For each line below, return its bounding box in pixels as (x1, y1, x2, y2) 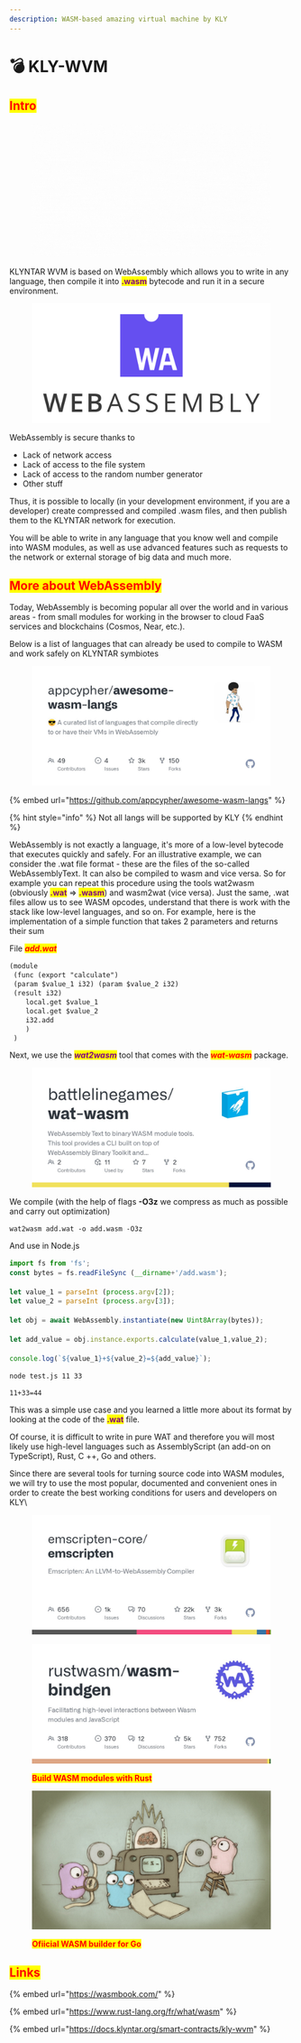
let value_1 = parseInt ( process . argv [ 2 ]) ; (9, 1287, 176, 1297)
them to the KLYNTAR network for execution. (9, 515, 176, 526)
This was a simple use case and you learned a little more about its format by (9, 1404, 292, 1416)
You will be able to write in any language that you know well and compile (9, 532, 278, 543)
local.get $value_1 (25, 997, 99, 1006)
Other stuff (22, 478, 63, 489)
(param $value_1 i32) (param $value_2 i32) (13, 979, 179, 988)
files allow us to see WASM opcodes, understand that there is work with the (9, 896, 291, 907)
